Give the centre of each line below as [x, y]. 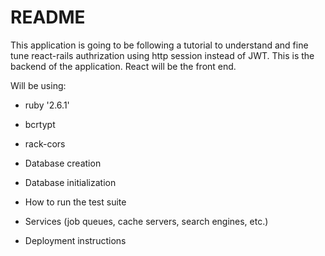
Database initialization [70, 182]
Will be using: [38, 85]
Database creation [63, 163]
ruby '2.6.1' [47, 105]
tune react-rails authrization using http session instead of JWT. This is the [162, 55]
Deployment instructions [75, 240]
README [48, 17]
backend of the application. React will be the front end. [123, 66]
